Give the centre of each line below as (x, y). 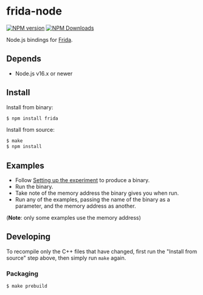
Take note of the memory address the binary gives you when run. (97, 193)
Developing (28, 237)
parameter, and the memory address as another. (75, 206)
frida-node (34, 11)
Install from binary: (30, 107)
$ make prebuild (27, 287)
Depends (24, 59)
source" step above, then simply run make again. (66, 258)
